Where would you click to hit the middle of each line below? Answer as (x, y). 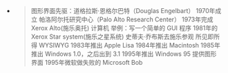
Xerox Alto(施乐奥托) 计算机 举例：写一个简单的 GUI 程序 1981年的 (124, 28)
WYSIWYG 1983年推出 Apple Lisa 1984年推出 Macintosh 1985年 (130, 45)
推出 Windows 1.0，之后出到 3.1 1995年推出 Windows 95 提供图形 (124, 54)
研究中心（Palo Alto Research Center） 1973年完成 (141, 19)
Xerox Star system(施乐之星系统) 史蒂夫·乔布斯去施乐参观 (113, 36)
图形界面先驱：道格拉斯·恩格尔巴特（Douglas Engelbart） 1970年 (123, 11)
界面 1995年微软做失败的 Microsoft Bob (87, 62)
